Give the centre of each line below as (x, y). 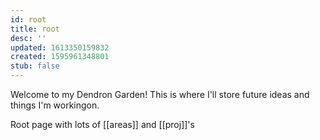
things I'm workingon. (55, 105)
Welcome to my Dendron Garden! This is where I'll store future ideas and (160, 94)
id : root (28, 19)
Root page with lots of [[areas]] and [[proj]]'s (102, 124)
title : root (35, 29)
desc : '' (28, 38)
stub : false (35, 66)
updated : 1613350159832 (60, 47)
